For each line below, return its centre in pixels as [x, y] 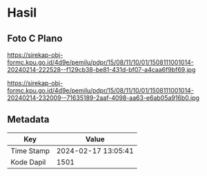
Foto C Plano [35, 38]
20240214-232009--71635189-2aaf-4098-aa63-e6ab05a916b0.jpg [103, 98]
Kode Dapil [28, 162]
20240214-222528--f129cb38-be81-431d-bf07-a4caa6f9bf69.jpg [101, 70]
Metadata [28, 120]
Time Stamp [30, 150]
